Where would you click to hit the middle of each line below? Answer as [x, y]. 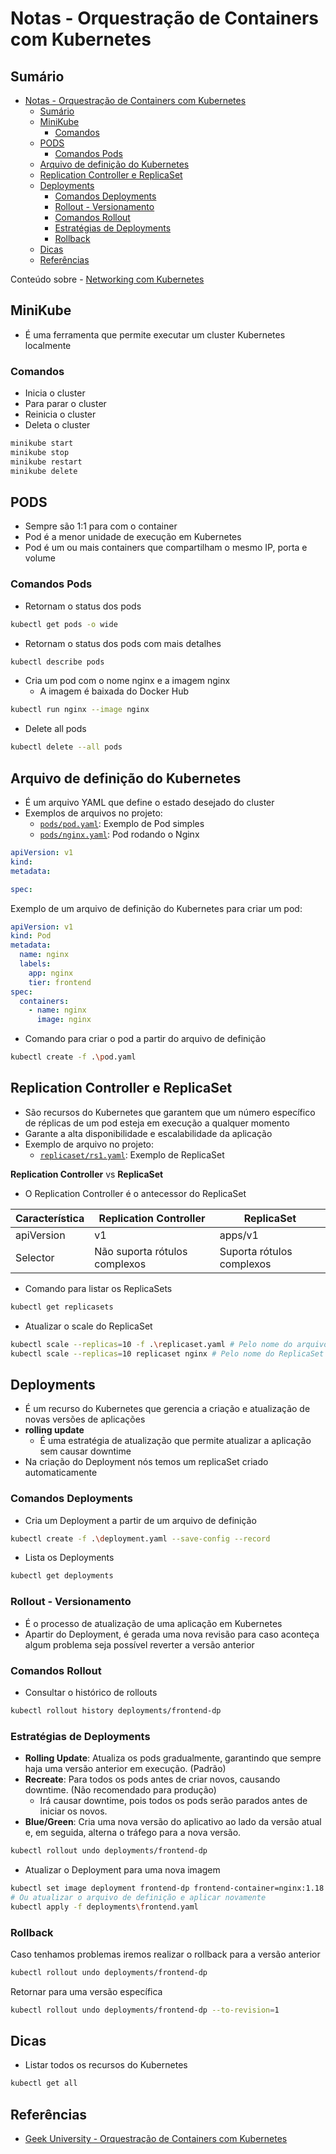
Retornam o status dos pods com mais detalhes [123, 643]
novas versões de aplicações [85, 1419]
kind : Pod [31, 936]
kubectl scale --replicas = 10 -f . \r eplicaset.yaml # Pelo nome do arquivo [169, 1344]
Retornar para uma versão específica [86, 1991]
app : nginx [51, 973]
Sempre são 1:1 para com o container [101, 526]
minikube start [42, 443]
